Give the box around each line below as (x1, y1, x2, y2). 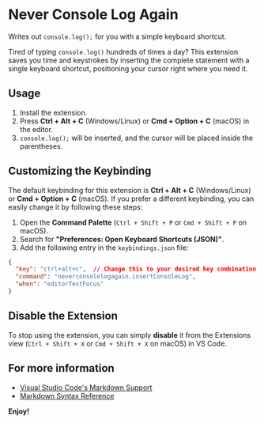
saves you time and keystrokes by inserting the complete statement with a (8, 55, 250, 65)
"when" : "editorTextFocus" (15, 280, 104, 288)
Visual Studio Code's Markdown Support (19, 382, 153, 392)
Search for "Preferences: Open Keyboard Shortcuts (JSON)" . (19, 234, 224, 244)
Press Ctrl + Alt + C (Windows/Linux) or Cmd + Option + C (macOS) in (19, 116, 250, 126)
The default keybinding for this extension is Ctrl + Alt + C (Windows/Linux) (8, 185, 251, 195)
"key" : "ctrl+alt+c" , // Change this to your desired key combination (15, 265, 257, 274)
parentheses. (19, 141, 63, 151)
